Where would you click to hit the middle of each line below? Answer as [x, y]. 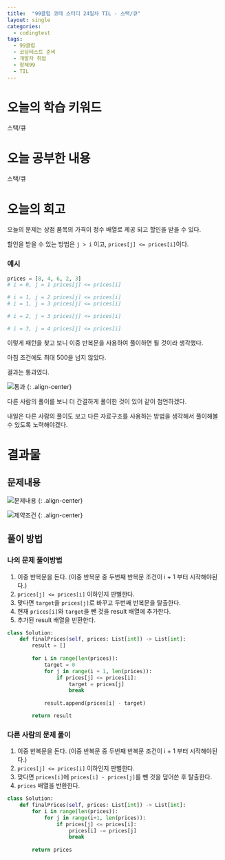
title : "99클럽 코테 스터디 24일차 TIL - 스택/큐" [74, 13]
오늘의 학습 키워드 [54, 107]
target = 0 [60, 665]
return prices [52, 850]
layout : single [29, 20]
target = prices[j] [97, 684]
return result [52, 716]
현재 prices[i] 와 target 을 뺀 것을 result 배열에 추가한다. [94, 611]
